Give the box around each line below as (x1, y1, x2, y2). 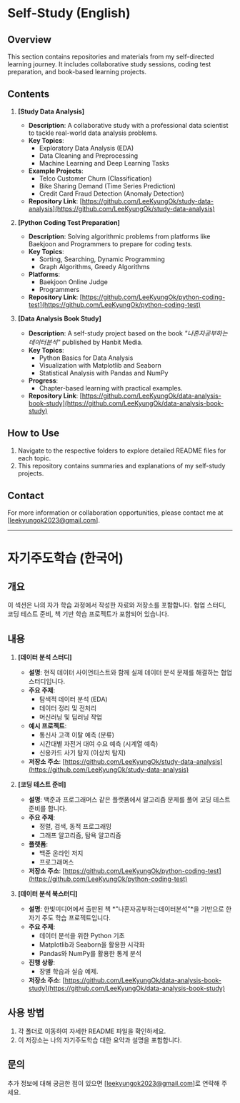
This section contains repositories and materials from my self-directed (7, 52, 214, 61)
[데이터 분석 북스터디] (17, 890, 78, 898)
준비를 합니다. (28, 805, 67, 813)
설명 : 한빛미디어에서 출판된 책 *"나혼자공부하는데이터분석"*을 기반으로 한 (28, 905, 232, 913)
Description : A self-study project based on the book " (28, 328, 188, 337)
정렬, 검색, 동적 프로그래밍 (39, 822, 112, 831)
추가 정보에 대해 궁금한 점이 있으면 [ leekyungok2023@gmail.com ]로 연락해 (7, 1079, 220, 1087)
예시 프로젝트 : (28, 722, 67, 730)
